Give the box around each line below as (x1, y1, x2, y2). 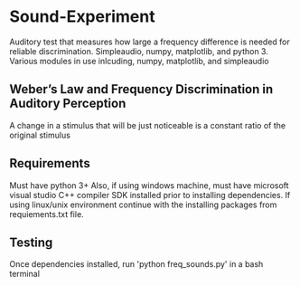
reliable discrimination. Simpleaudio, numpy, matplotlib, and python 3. (9, 45, 268, 56)
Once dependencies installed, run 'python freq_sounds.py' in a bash (9, 259, 264, 270)
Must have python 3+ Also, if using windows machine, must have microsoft (9, 179, 289, 191)
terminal (9, 269, 41, 280)
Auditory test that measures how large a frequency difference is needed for (9, 36, 291, 47)
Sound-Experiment (9, 6, 155, 27)
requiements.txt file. (9, 208, 84, 219)
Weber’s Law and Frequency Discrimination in (9, 81, 274, 97)
